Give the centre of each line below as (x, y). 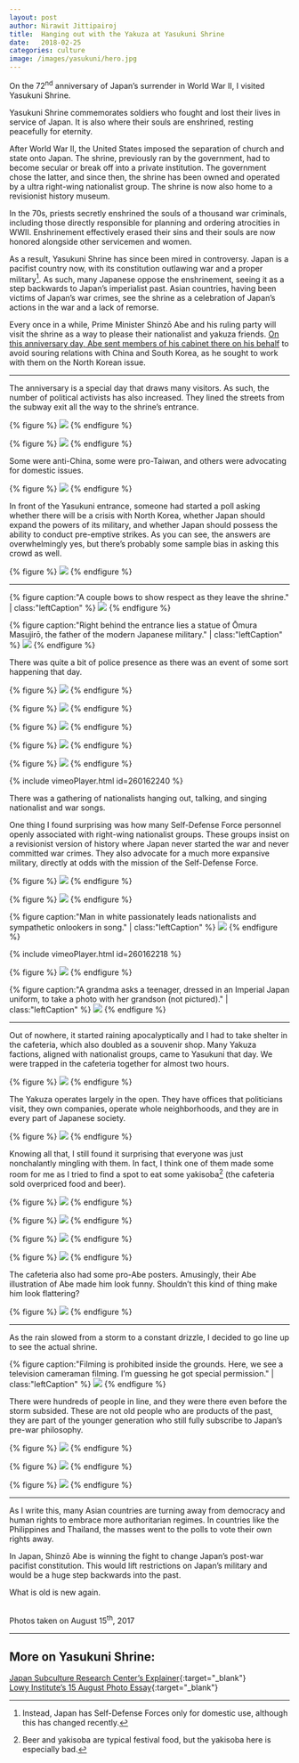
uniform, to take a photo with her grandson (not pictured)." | (119, 999)
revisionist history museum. (60, 196)
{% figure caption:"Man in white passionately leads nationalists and (133, 917)
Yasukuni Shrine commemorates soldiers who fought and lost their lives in (145, 112)
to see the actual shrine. (53, 1346)
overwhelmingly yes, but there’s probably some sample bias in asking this (144, 544)
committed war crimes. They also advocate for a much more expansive (139, 853)
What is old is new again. (55, 1592)
